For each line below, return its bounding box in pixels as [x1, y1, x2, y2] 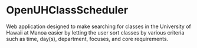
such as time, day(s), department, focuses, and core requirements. [6, 35, 169, 42]
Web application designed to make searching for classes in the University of [6, 23, 192, 30]
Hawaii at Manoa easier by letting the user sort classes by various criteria [6, 29, 185, 36]
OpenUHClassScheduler [6, 4, 129, 17]
